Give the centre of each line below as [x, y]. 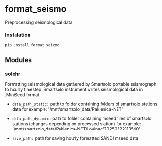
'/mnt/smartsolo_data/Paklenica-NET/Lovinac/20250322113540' [76, 129]
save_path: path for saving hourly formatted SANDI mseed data [75, 138]
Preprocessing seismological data [39, 22]
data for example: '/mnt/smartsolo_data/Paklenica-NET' [67, 109]
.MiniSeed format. [23, 94]
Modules [19, 60]
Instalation [18, 35]
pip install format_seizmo [32, 45]
